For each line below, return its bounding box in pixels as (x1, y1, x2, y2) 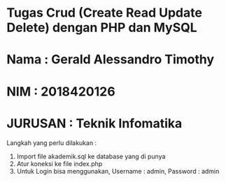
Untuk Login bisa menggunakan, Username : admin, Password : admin (16, 167, 220, 175)
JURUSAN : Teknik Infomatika (6, 115, 183, 131)
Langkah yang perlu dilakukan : (6, 138, 97, 147)
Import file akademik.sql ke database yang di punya (16, 152, 166, 160)
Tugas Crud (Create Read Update (6, 5, 202, 21)
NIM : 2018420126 (6, 84, 116, 99)
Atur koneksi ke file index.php (16, 159, 103, 168)
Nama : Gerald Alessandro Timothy (6, 52, 215, 68)
